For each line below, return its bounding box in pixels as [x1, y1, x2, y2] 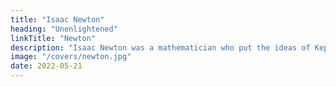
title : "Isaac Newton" [10, 14, 105, 25]
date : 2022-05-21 [10, 61, 83, 71]
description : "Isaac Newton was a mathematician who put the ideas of [10, 42, 311, 53]
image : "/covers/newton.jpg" [10, 52, 132, 62]
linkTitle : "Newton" [10, 33, 97, 43]
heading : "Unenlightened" [10, 24, 118, 34]
